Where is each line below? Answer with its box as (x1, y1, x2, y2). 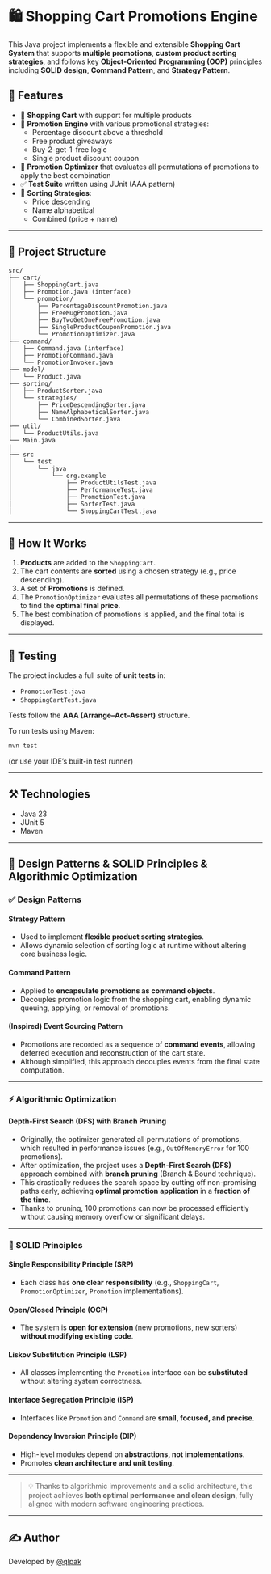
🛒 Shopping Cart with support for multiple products (19, 110, 192, 120)
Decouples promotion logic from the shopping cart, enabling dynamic (19, 994, 252, 1004)
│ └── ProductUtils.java (8, 429, 99, 438)
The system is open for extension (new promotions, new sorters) (19, 1322, 238, 1332)
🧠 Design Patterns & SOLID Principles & (8, 857, 208, 871)
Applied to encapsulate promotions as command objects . (19, 985, 215, 996)
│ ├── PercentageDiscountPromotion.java (8, 302, 168, 310)
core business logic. (19, 949, 87, 959)
